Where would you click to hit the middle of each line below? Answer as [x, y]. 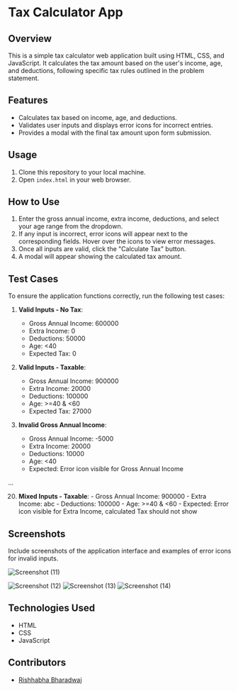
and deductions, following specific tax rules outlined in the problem [106, 71]
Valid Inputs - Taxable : [52, 367]
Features [28, 100]
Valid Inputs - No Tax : [51, 310]
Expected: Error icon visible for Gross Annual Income [106, 469]
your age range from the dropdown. [70, 226]
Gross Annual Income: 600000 [74, 324]
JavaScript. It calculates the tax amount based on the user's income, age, [115, 63]
